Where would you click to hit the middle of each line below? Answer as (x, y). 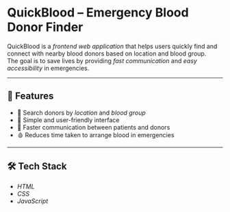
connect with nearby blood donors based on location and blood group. (107, 54)
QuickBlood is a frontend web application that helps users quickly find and (112, 46)
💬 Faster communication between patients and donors (93, 127)
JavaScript (33, 201)
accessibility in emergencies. (48, 68)
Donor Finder (45, 27)
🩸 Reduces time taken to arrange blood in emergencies (95, 134)
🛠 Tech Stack (37, 166)
